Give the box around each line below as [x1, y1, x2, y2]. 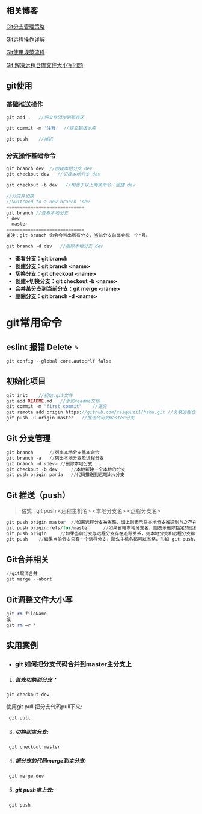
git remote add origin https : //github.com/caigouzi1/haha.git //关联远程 [6, 409, 191, 415]
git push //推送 [6, 136, 54, 142]
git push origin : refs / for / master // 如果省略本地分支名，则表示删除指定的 [6, 524, 189, 531]
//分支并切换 [6, 193, 34, 199]
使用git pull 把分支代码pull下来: [6, 702, 82, 710]
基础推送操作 [6, 100, 44, 109]
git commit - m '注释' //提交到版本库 [6, 126, 96, 132]
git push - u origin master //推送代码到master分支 [6, 415, 135, 421]
